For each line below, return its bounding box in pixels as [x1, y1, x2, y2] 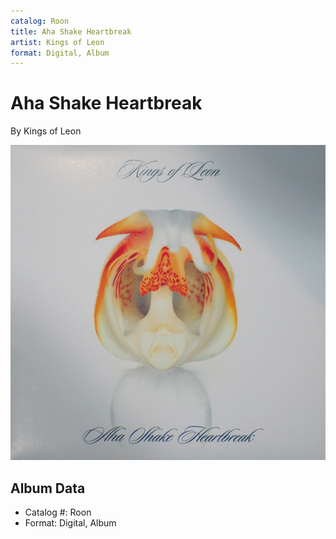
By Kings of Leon [10, 125, 82, 137]
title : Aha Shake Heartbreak [10, 26, 132, 37]
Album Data [10, 480, 86, 497]
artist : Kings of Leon [10, 37, 105, 47]
